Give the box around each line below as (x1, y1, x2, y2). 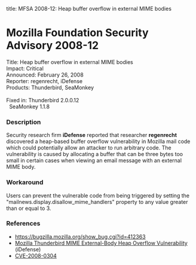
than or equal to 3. (6, 205, 51, 212)
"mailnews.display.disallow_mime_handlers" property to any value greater (6, 198, 188, 205)
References (6, 220, 41, 228)
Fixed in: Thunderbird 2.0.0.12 (6, 96, 79, 103)
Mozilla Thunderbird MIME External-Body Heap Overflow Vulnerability (14, 239, 188, 246)
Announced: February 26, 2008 (6, 71, 84, 78)
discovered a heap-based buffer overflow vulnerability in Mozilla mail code (6, 138, 191, 145)
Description (6, 118, 41, 126)
